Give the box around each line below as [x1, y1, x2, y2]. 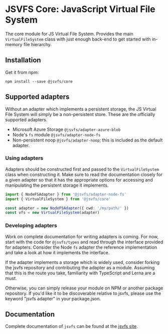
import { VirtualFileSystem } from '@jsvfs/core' [5, 197, 111, 202]
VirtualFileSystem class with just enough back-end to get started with [5, 36, 151, 42]
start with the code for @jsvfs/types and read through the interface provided [5, 239, 163, 245]
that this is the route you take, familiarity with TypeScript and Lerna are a [5, 270, 155, 276]
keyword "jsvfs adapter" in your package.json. [5, 295, 101, 301]
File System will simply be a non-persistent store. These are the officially [5, 111, 155, 117]
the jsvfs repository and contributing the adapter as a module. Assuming [5, 264, 155, 270]
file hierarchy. [23, 41, 52, 47]
